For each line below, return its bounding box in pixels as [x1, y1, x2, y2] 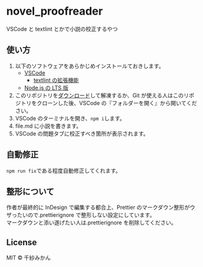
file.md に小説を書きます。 [15, 122, 82, 130]
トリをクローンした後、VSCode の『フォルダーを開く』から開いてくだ [20, 99, 198, 106]
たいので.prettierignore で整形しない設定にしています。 [16, 211, 155, 219]
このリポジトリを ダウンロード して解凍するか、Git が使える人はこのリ [15, 92, 190, 99]
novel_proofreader [6, 4, 103, 18]
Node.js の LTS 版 [24, 84, 69, 91]
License [6, 237, 37, 247]
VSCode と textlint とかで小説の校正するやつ [6, 25, 118, 32]
